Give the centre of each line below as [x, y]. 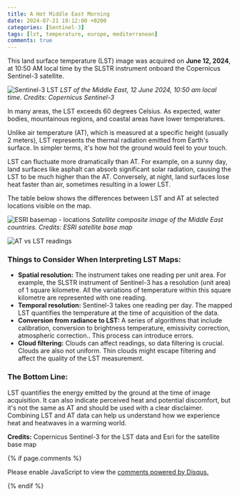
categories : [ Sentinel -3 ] [46, 27]
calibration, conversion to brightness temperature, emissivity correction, [124, 328]
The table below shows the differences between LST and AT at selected [113, 198]
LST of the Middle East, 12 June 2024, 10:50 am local [138, 90]
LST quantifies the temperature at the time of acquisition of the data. [118, 313]
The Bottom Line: [38, 377]
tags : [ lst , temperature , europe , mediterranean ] [83, 34]
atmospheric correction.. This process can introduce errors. [106, 335]
